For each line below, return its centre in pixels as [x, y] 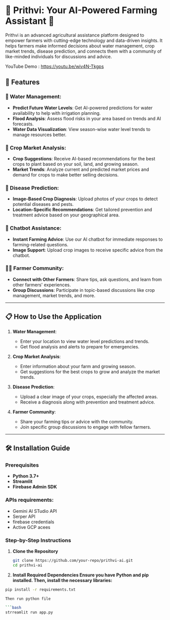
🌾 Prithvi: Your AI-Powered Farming [81, 10]
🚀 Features [23, 82]
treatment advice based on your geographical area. [66, 215]
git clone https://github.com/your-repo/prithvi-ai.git [73, 560]
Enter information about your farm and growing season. [78, 366]
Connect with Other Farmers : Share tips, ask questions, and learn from [87, 279]
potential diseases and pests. [43, 204]
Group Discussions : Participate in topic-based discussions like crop [84, 290]
